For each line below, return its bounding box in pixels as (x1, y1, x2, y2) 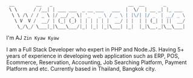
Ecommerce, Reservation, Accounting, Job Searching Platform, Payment (6, 59, 187, 66)
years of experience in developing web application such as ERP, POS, (6, 53, 180, 60)
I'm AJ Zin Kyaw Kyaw (6, 34, 59, 42)
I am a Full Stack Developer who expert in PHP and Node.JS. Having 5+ (6, 46, 185, 53)
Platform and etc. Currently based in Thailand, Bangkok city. (6, 65, 156, 73)
